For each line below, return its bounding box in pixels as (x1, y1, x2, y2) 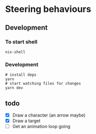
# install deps (5, 72, 37, 78)
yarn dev (5, 86, 23, 91)
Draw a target (12, 118, 41, 124)
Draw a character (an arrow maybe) (12, 112, 86, 118)
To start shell (5, 38, 38, 45)
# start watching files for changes (5, 81, 81, 86)
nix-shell (5, 49, 26, 54)
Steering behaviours (5, 3, 92, 15)
